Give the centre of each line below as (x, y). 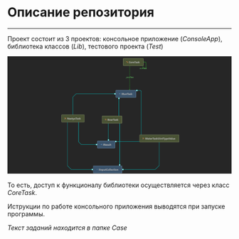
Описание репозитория (81, 12)
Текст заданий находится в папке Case (68, 228)
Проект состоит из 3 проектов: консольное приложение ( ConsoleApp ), (115, 38)
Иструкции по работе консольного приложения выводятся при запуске (116, 206)
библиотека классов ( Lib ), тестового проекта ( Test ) (85, 46)
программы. (26, 214)
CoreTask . (22, 192)
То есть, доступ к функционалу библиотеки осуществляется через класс (118, 185)
